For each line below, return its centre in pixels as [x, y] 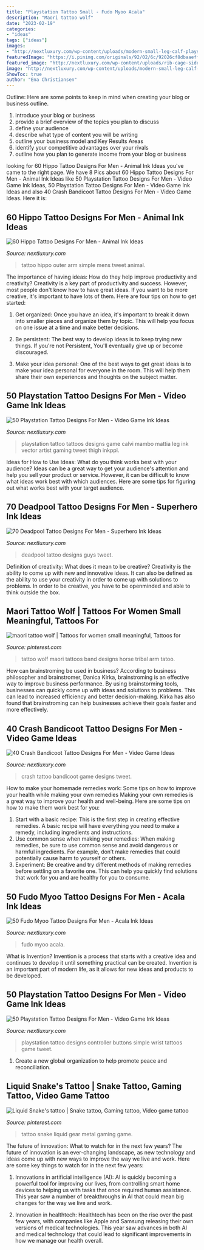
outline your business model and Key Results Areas [79, 141]
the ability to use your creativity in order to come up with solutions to [92, 579]
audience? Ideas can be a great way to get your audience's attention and [97, 468]
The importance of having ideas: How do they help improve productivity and [102, 277]
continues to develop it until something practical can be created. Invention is [102, 963]
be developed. [24, 976]
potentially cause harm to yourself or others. [70, 858]
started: [16, 302]
